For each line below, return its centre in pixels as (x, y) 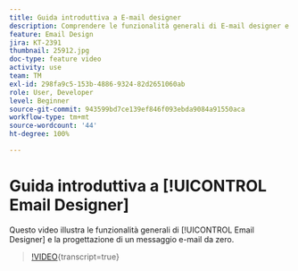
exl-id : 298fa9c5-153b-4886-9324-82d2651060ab (97, 84)
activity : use (36, 68)
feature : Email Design (51, 34)
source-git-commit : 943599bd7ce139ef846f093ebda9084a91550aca (127, 109)
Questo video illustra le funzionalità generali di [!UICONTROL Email (132, 230)
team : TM (25, 76)
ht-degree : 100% (39, 134)
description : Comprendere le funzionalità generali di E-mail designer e (149, 26)
